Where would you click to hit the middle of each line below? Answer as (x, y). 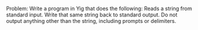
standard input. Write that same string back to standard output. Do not (92, 15)
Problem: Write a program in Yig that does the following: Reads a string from (99, 9)
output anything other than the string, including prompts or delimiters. (91, 21)
